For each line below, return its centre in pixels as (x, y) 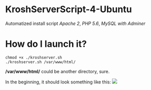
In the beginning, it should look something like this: (58, 82)
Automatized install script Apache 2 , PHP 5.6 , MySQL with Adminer (75, 23)
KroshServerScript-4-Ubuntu (69, 9)
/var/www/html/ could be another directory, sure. (58, 71)
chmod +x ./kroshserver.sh (34, 57)
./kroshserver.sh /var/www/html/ (41, 62)
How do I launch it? (46, 44)
